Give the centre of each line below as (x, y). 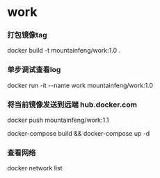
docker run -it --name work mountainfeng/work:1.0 (80, 85)
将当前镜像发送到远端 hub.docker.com (72, 105)
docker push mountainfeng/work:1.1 (58, 120)
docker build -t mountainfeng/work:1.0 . (64, 51)
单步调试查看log (34, 70)
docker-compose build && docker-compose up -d (79, 134)
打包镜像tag (27, 35)
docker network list (35, 168)
